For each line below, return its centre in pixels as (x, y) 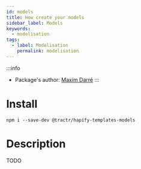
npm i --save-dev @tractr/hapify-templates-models (71, 120)
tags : (13, 40)
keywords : (19, 29)
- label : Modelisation (40, 46)
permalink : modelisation (48, 51)
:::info (13, 68)
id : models (20, 12)
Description (36, 143)
